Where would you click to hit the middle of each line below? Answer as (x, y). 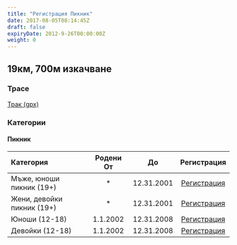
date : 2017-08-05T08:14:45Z (49, 20)
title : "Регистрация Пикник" (50, 14)
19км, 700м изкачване (60, 69)
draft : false (26, 27)
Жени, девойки (37, 198)
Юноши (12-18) (39, 219)
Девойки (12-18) (41, 230)
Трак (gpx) (23, 104)
